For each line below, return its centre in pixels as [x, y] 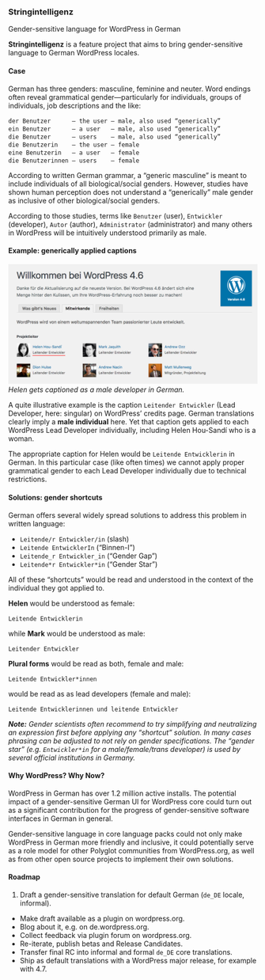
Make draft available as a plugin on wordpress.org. [102, 918]
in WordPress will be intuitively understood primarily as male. [108, 233]
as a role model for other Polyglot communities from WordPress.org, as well [131, 850]
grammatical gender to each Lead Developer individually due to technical [127, 471]
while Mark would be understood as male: [77, 633]
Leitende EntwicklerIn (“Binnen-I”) [78, 547]
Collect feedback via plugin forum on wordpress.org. [106, 935]
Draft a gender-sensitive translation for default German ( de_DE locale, [132, 895]
